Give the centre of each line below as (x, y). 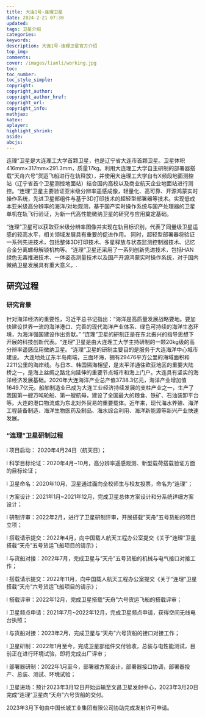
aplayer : (17, 126)
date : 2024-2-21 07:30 (35, 18)
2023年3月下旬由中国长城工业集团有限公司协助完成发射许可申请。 (89, 707)
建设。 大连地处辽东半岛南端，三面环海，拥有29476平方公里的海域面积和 (98, 357)
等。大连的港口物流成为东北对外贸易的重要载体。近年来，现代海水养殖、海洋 (103, 403)
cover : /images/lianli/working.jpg (52, 63)
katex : (15, 120)
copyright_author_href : (37, 97)
